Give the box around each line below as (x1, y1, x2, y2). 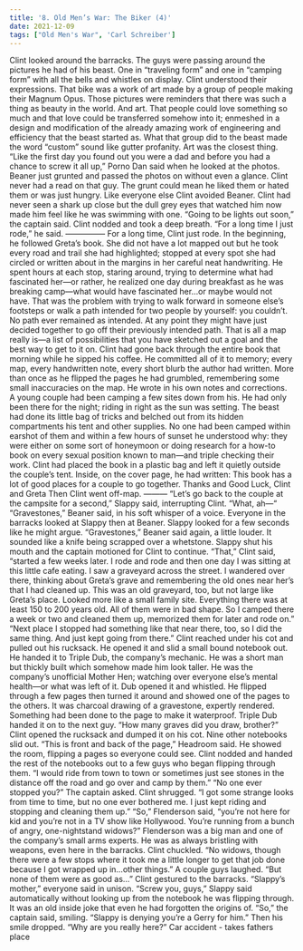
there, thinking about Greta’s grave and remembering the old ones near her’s (9, 575, 295, 586)
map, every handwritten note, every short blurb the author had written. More (9, 364, 294, 374)
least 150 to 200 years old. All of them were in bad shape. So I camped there (9, 604, 295, 615)
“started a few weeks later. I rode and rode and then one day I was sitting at (9, 556, 291, 567)
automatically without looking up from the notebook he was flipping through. (9, 893, 295, 904)
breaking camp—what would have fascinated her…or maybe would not (9, 286, 273, 297)
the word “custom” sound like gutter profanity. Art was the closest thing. (9, 141, 279, 152)
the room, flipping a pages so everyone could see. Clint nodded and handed (9, 749, 293, 760)
